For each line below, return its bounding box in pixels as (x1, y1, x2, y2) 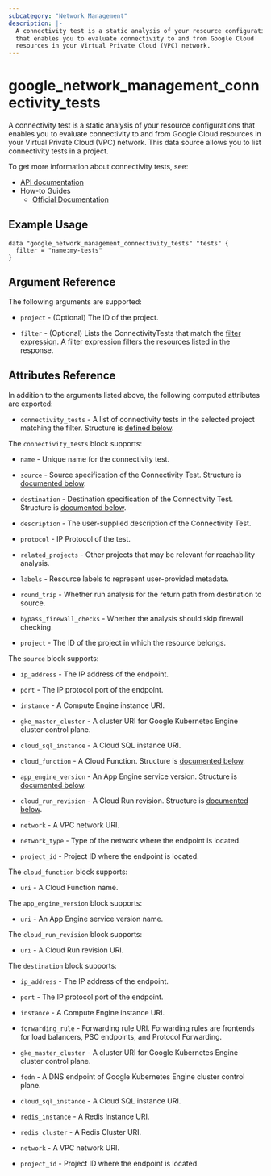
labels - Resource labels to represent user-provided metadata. (19, 574, 230, 584)
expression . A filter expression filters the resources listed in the (19, 337, 231, 346)
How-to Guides (19, 186, 71, 196)
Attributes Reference (8, 369, 116, 383)
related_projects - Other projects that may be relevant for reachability (19, 550, 256, 559)
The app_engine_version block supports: (8, 898, 143, 908)
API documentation (19, 178, 85, 187)
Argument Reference (8, 275, 116, 289)
